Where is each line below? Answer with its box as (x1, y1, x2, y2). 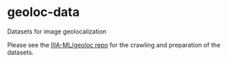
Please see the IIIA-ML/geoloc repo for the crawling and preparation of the (7, 40, 221, 49)
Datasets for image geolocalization (7, 27, 107, 36)
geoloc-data (7, 4, 80, 20)
